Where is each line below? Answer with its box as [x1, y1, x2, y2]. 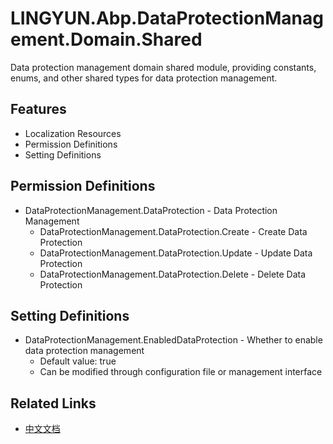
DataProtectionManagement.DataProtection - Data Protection [24, 204, 278, 216]
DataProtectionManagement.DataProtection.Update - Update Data [39, 247, 313, 259]
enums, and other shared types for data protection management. [10, 72, 278, 84]
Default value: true [39, 355, 117, 367]
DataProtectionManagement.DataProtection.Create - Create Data [39, 225, 308, 237]
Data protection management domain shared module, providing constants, [10, 61, 317, 73]
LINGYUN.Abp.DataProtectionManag [10, 7, 324, 30]
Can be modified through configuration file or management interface [39, 366, 323, 378]
